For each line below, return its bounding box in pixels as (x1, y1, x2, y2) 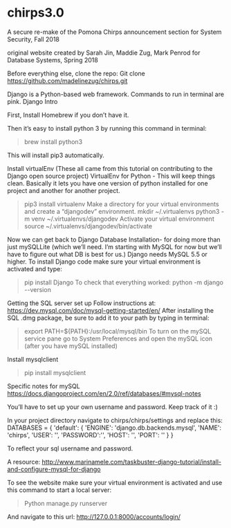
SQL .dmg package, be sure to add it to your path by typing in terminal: (7, 313, 210, 322)
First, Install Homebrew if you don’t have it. (7, 111, 129, 119)
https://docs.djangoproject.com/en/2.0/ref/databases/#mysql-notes (7, 389, 202, 397)
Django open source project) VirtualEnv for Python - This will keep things (7, 172, 216, 180)
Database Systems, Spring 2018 (7, 55, 98, 64)
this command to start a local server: (7, 486, 112, 494)
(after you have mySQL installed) (24, 341, 118, 350)
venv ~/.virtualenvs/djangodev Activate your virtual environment (30, 215, 214, 223)
